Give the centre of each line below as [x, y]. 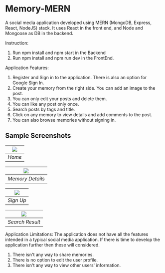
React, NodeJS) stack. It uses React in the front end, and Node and [74, 28]
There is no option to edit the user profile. [55, 260]
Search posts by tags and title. [44, 109]
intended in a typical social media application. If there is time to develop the [83, 239]
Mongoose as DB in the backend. [39, 33]
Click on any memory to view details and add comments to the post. [82, 114]
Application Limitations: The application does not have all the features [77, 234]
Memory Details [26, 178]
